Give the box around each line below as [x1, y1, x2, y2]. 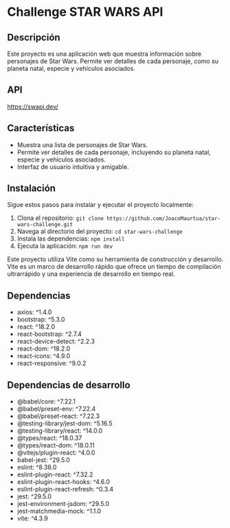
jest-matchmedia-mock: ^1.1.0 [16, 507, 102, 516]
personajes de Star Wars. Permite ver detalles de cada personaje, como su [7, 57, 219, 65]
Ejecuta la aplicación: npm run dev [16, 242, 113, 250]
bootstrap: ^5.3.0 [16, 316, 65, 324]
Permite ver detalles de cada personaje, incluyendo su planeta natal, [16, 148, 211, 156]
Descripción [7, 32, 60, 43]
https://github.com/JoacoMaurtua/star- [106, 215, 221, 222]
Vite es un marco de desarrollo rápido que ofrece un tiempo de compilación [7, 263, 221, 271]
